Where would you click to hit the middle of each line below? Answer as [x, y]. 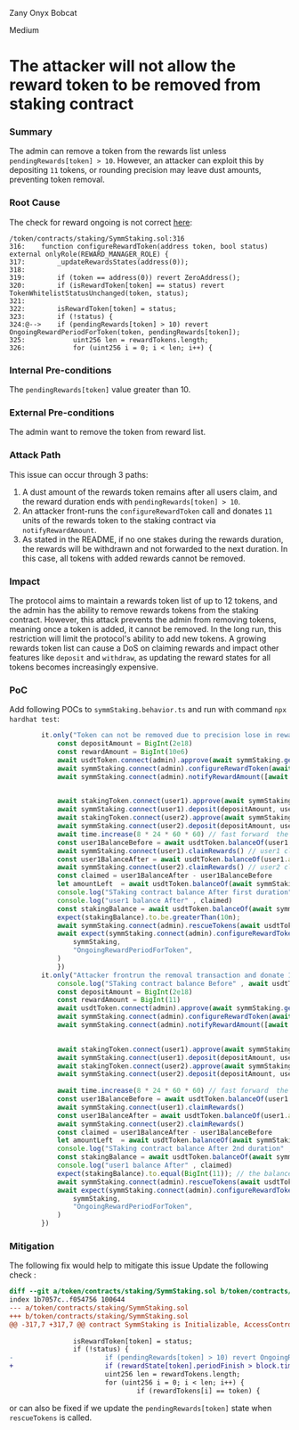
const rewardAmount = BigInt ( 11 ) [118, 1000]
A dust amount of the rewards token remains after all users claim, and [149, 492]
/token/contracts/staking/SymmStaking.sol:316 [97, 238]
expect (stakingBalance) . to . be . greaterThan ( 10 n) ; [149, 917]
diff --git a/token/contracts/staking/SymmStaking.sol [113, 1292]
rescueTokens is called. [51, 1418]
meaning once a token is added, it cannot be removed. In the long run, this [145, 629]
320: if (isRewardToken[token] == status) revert [117, 285]
